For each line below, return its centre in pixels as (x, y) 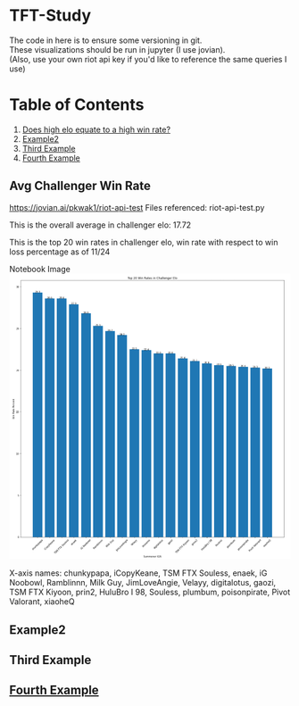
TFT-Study (50, 16)
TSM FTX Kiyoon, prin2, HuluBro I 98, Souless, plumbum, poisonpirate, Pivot (150, 592)
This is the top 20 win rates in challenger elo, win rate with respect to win (144, 242)
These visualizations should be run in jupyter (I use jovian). (117, 49)
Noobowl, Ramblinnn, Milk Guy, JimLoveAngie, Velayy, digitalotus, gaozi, (143, 583)
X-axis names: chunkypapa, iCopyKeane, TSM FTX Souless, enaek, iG (138, 573)
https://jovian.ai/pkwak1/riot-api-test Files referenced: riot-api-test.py (137, 207)
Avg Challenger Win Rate (80, 186)
